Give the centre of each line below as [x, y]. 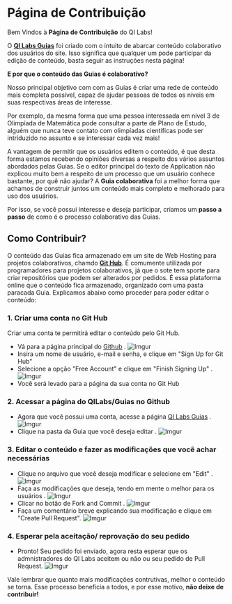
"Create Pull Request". [49, 518]
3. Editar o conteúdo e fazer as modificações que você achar [112, 449]
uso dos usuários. [33, 196]
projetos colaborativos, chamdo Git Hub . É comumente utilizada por [105, 263]
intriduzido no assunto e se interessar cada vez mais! [84, 138]
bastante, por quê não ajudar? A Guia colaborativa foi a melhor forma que [114, 181]
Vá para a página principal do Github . [71, 347]
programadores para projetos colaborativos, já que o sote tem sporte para [114, 270]
